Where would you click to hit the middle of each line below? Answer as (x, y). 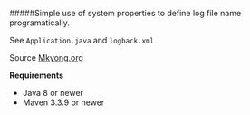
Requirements (37, 75)
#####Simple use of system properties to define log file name (125, 13)
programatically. (39, 23)
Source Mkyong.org (47, 57)
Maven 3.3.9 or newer (63, 102)
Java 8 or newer (53, 93)
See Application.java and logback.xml (82, 40)
